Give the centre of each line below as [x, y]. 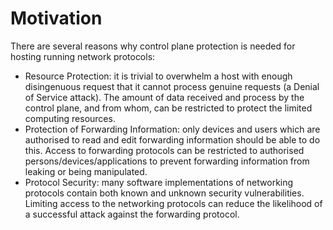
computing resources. [70, 118]
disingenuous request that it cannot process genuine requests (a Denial [172, 86]
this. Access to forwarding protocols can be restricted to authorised [164, 150]
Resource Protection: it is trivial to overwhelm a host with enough [158, 76]
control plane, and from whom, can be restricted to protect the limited [168, 108]
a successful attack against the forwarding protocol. [132, 214]
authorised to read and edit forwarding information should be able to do [172, 139]
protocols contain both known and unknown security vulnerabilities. [164, 193]
